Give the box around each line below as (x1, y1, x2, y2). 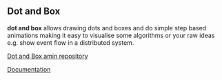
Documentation (7, 65, 51, 73)
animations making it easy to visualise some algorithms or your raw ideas (7, 31, 215, 39)
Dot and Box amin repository (7, 52, 88, 60)
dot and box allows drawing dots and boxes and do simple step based (7, 23, 207, 32)
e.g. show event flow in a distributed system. (7, 38, 134, 47)
